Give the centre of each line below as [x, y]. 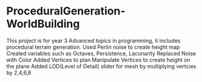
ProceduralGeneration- [66, 11]
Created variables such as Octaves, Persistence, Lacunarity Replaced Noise [101, 53]
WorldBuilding [43, 24]
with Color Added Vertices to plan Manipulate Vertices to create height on [98, 60]
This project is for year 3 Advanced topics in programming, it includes [93, 40]
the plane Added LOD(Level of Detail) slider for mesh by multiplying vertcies [101, 66]
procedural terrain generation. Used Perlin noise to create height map [93, 47]
